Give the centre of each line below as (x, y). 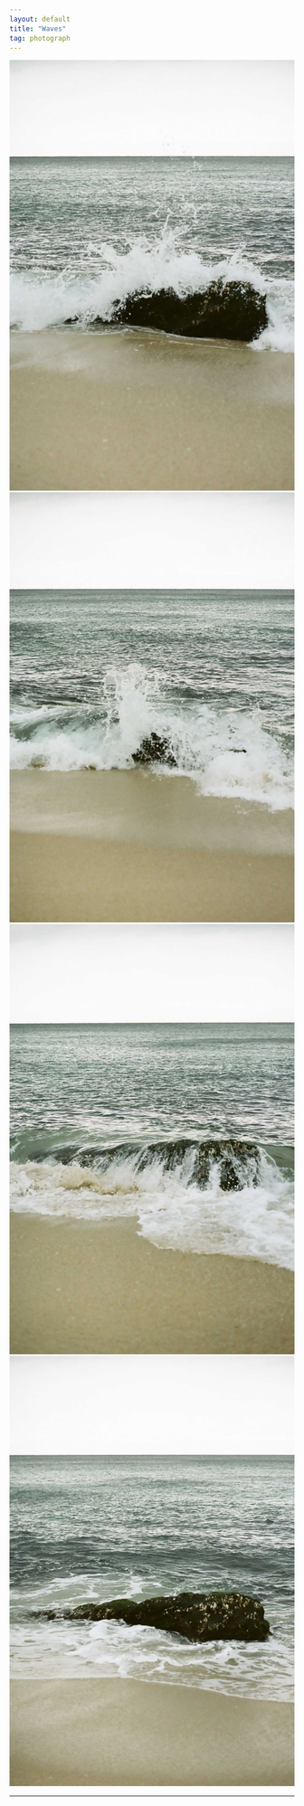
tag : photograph (40, 38)
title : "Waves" (38, 28)
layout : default (40, 19)
